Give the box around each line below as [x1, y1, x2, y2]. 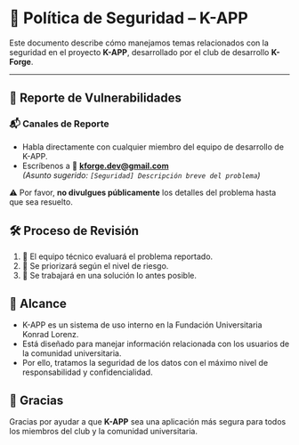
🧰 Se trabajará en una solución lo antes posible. [21, 271, 198, 281]
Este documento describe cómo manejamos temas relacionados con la [9, 37, 270, 48]
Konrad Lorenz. [21, 329, 79, 340]
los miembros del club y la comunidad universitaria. [9, 426, 198, 437]
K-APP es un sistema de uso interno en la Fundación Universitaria [21, 320, 263, 330]
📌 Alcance [9, 295, 67, 311]
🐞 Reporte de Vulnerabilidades [9, 91, 182, 106]
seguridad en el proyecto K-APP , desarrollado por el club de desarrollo [9, 46, 270, 57]
